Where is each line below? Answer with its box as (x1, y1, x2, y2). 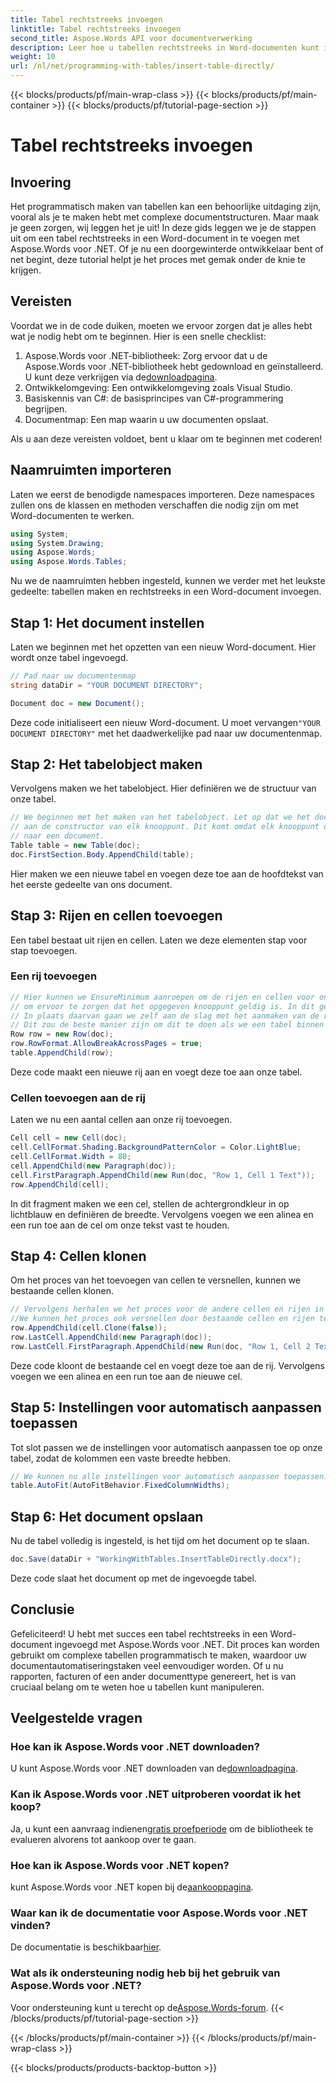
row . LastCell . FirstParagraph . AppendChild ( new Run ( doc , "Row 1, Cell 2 (10, 1341, 311, 1351)
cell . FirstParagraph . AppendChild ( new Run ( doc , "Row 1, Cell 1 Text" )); (10, 1170, 315, 1180)
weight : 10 (10, 52, 56, 62)
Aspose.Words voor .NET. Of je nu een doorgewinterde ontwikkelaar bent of (10, 243, 324, 255)
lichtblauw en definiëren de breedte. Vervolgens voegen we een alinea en (10, 1208, 314, 1220)
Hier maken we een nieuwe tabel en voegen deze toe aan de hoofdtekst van (10, 867, 324, 880)
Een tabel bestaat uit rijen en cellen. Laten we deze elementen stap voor (10, 934, 308, 946)
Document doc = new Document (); (10, 698, 145, 708)
